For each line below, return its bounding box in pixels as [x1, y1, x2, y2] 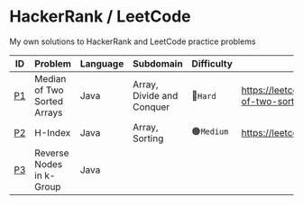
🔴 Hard [191, 89, 216, 102]
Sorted [34, 94, 63, 107]
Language [79, 57, 124, 69]
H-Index [34, 126, 71, 138]
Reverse [34, 147, 69, 159]
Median [34, 72, 67, 85]
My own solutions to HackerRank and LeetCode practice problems [9, 36, 256, 47]
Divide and [132, 89, 179, 102]
